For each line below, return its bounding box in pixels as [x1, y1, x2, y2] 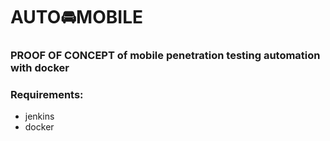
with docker [10, 61, 70, 75]
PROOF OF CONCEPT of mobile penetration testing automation [10, 49, 321, 63]
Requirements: [10, 88, 84, 102]
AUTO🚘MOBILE [10, 6, 144, 29]
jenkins [24, 110, 55, 123]
